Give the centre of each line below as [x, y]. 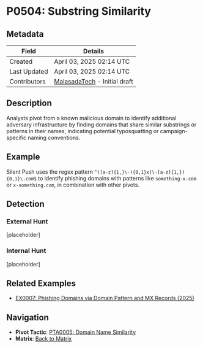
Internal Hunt [26, 251]
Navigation [28, 317]
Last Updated [29, 72]
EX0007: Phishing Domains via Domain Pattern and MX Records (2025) [105, 298]
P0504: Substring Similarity [79, 11]
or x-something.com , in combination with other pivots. [73, 185]
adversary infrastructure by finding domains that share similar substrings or [102, 125]
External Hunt [27, 221]
